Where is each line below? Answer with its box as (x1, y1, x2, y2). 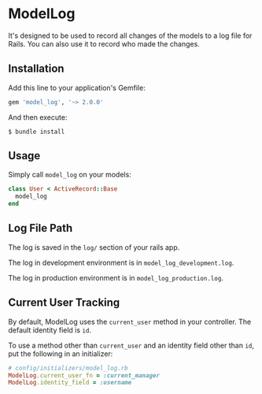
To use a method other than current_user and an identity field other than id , (8, 340, 254, 350)
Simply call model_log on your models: (8, 170, 131, 180)
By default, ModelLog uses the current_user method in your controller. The (8, 317, 252, 326)
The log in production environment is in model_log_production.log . (8, 273, 224, 282)
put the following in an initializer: (8, 348, 113, 359)
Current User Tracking (8, 296, 120, 310)
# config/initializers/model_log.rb (8, 364, 128, 372)
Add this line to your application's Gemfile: (8, 83, 146, 92)
